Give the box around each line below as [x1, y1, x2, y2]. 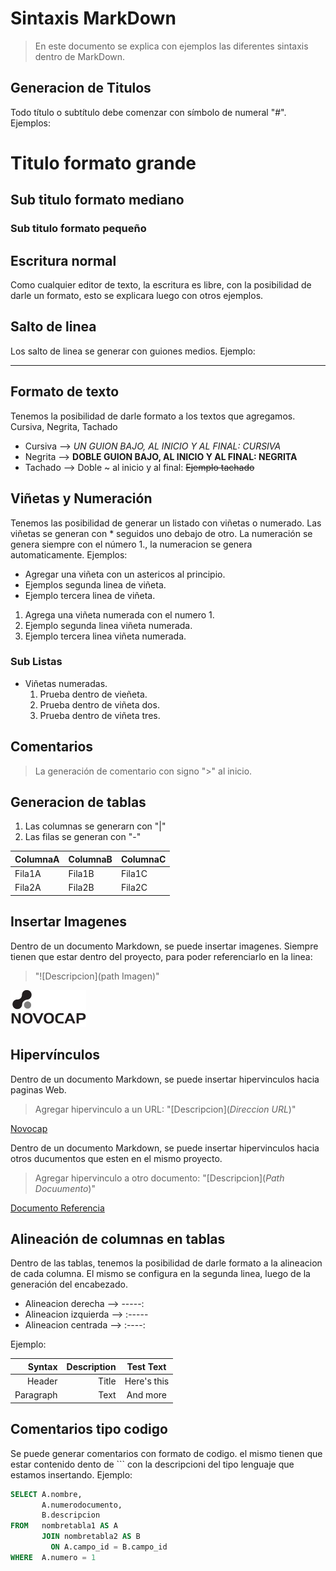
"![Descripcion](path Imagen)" [34, 970, 160, 982]
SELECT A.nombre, [10, 1489, 83, 1499]
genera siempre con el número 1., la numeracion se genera [10, 538, 253, 550]
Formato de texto [10, 383, 120, 401]
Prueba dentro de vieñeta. [39, 688, 148, 700]
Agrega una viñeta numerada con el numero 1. [24, 608, 215, 621]
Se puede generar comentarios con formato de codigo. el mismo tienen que [10, 1447, 323, 1459]
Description [66, 1360, 117, 1372]
